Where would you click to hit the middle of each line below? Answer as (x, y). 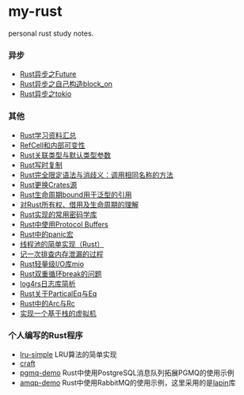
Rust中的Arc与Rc (47, 303)
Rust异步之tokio (46, 94)
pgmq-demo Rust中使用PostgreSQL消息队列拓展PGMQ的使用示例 (127, 372)
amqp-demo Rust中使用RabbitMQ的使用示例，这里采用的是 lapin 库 (128, 382)
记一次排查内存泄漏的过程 (61, 254)
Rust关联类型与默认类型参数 (65, 155)
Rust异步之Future (48, 74)
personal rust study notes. (51, 33)
